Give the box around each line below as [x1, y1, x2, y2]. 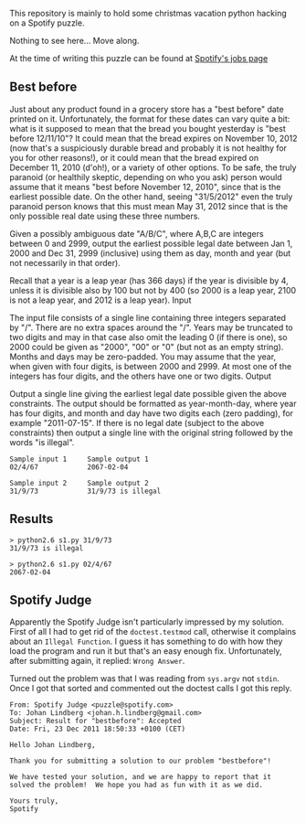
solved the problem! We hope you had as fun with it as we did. [9, 781, 263, 790]
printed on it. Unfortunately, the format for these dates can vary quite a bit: [9, 113, 290, 124]
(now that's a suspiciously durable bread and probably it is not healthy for [9, 142, 288, 154]
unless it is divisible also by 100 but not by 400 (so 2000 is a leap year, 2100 [9, 284, 297, 295]
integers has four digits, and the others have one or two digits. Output [9, 370, 272, 381]
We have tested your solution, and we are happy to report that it [9, 773, 272, 782]
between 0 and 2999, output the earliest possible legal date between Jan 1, [9, 238, 293, 249]
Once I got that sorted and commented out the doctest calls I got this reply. [9, 683, 292, 694]
